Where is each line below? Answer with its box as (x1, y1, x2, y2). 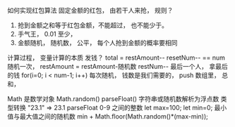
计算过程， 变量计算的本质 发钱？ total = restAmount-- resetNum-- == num (7, 53, 226, 62)
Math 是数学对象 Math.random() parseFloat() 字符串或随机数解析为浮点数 (7, 95, 219, 103)
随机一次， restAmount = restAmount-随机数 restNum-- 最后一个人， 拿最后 (7, 62, 228, 70)
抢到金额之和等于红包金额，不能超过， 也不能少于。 (17, 21, 168, 29)
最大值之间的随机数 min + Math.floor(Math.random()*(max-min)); (19, 112, 208, 121)
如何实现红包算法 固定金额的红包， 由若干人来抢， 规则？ (7, 6, 174, 14)
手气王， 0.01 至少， (17, 30, 77, 38)
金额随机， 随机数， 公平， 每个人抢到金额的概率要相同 (17, 39, 178, 47)
